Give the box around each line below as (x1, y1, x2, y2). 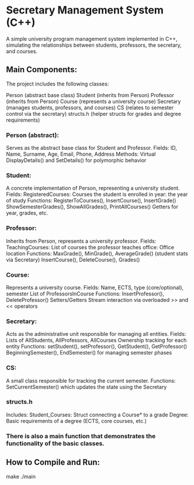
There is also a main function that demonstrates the (6, 432, 156, 440)
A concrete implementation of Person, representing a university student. (6, 185, 180, 192)
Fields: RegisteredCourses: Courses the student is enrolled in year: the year (6, 191, 188, 198)
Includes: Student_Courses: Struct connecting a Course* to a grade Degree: (6, 411, 189, 418)
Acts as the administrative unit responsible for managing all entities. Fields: (6, 331, 186, 338)
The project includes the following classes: (6, 80, 109, 87)
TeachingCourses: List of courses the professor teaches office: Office (6, 243, 174, 250)
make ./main (6, 473, 36, 480)
